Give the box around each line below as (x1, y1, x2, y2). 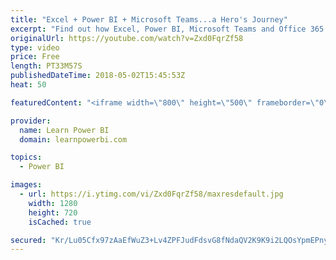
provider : (10, 116, 52, 126)
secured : (10, 235, 47, 245)
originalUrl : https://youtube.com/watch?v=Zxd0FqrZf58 (10, 33, 244, 43)
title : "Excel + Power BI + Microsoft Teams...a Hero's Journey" (10, 14, 288, 25)
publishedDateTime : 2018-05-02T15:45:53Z (10, 71, 186, 81)
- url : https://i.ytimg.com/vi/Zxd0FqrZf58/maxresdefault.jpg (19, 189, 284, 199)
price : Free (10, 52, 60, 62)
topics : (10, 152, 43, 163)
